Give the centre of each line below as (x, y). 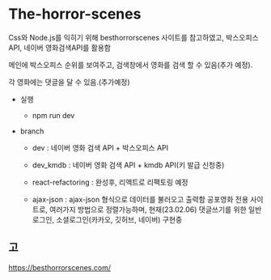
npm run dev (53, 115)
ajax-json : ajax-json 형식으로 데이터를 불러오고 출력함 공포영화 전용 (140, 199)
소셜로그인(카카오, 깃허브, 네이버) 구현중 (119, 219)
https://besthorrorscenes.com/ (60, 267)
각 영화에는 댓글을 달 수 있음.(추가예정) (70, 82)
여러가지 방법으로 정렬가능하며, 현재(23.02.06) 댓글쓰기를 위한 (148, 209)
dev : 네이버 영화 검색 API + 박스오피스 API (100, 147)
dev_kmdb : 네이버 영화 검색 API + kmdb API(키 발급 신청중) (128, 165)
